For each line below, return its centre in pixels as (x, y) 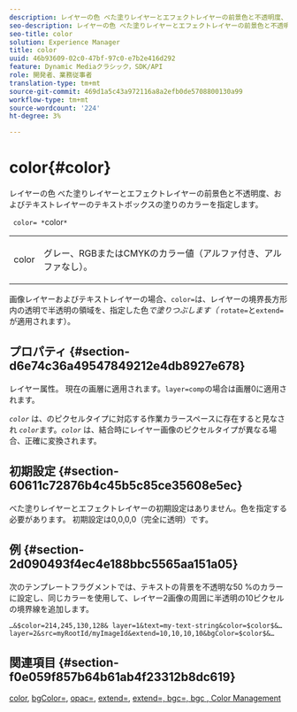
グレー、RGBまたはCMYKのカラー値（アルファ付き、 (154, 253)
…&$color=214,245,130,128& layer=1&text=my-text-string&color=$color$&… (146, 625)
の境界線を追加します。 (52, 608)
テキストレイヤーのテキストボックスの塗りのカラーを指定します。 (144, 205)
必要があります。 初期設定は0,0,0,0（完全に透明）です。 (111, 519)
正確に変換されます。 (63, 440)
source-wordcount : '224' (55, 108)
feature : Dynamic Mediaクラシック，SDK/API (86, 67)
